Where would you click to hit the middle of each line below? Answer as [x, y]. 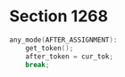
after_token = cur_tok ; [70, 56]
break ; [37, 65]
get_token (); [50, 48]
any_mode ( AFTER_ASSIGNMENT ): [63, 40]
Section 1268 [59, 16]
